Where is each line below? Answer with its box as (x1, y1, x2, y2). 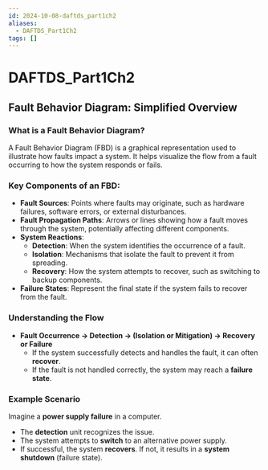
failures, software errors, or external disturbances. (19, 206, 187, 217)
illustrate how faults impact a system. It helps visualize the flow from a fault (8, 152, 257, 161)
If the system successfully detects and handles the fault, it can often (31, 347, 258, 358)
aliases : (8, 19, 38, 27)
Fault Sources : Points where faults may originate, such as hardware (19, 198, 245, 208)
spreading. (31, 258, 68, 268)
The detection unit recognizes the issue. (19, 427, 155, 437)
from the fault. (19, 292, 67, 302)
